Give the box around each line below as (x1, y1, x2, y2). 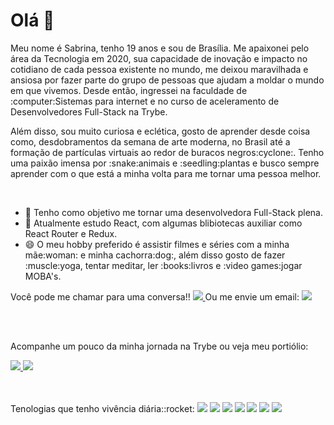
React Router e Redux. (24, 227, 118, 239)
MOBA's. (24, 270, 62, 282)
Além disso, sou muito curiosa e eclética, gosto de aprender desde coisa (10, 125, 311, 137)
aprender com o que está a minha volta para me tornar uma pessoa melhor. (10, 167, 322, 179)
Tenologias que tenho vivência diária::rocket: (10, 402, 195, 414)
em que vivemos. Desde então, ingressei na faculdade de (10, 84, 248, 96)
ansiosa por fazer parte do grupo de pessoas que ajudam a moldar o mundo (10, 74, 325, 86)
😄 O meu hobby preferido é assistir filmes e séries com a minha (24, 238, 290, 250)
